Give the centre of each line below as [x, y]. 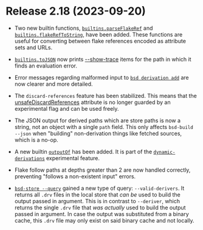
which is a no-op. [36, 140]
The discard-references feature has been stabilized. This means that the [105, 96]
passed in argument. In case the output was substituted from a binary [101, 214]
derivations [29, 159]
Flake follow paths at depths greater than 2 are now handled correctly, [102, 170]
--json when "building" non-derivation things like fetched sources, [98, 133]
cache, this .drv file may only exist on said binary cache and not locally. [105, 220]
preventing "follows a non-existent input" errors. [75, 176]
